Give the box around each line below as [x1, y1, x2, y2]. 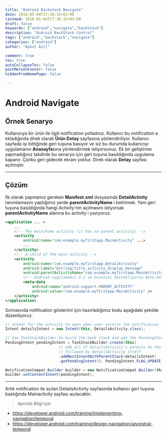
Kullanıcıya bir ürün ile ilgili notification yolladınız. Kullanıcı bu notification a [5, 130, 158, 136]
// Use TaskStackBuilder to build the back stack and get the [5, 336, 137, 341]
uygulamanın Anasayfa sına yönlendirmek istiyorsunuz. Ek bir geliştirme [5, 146, 152, 152]
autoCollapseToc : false [5, 63, 55, 68]
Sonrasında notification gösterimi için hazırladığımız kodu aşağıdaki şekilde [5, 307, 159, 313]
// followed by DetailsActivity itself [58, 349, 141, 354]
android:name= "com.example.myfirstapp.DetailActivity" [23, 261, 139, 266]
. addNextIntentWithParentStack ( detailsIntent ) [58, 354, 157, 359]
